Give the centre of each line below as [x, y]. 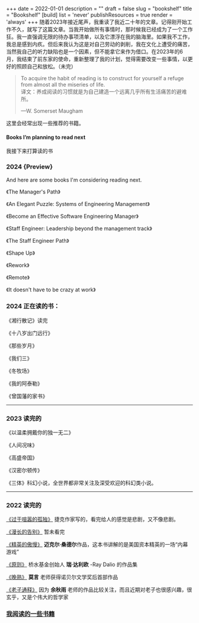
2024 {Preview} [30, 167]
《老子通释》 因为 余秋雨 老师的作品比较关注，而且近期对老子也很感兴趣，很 [99, 590]
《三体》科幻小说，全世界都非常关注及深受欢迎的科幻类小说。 [81, 483]
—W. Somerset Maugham [52, 111]
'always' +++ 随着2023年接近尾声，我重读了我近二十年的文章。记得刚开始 [97, 22]
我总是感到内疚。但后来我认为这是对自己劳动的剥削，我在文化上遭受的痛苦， [99, 44]
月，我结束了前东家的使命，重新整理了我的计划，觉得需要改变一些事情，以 [97, 59]
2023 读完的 [24, 418]
